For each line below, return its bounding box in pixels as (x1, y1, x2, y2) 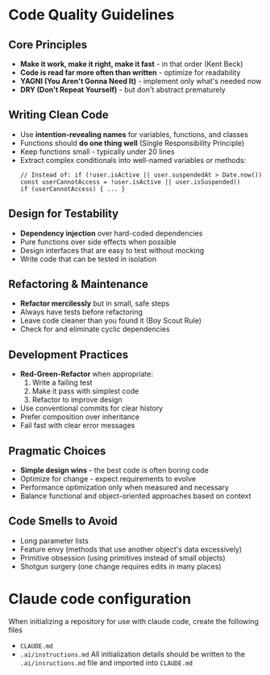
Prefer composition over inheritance (19, 412, 139, 422)
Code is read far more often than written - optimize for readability (19, 68, 241, 77)
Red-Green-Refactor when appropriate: (19, 369, 154, 379)
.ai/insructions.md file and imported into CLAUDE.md (19, 657, 193, 667)
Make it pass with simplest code (31, 386, 139, 396)
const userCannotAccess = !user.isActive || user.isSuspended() (19, 177, 241, 186)
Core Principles (8, 38, 88, 52)
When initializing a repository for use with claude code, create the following (8, 616, 260, 626)
